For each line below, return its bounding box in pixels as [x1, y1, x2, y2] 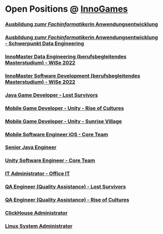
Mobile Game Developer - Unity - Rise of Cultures [5, 105, 124, 111]
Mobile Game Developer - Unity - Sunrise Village [5, 118, 122, 125]
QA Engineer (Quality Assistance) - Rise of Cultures [5, 196, 129, 203]
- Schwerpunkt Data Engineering [5, 40, 84, 47]
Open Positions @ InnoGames [5, 3, 128, 15]
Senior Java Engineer [5, 144, 57, 151]
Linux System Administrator [5, 223, 73, 230]
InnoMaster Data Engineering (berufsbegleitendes [5, 53, 127, 60]
